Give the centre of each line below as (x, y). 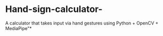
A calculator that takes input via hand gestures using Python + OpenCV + (82, 23)
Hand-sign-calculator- (54, 9)
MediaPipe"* (19, 28)
